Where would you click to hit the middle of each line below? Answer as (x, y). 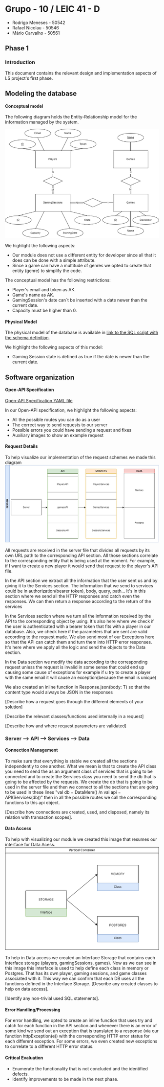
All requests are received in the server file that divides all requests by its (78, 550)
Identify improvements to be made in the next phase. (65, 1079)
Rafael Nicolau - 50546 (36, 27)
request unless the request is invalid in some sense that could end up (75, 667)
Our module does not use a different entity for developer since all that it (84, 255)
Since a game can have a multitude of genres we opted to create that (82, 266)
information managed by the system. (42, 122)
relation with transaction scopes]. (39, 817)
